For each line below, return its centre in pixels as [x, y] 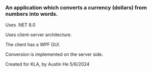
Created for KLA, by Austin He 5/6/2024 [47, 64]
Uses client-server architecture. [39, 35]
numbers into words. [32, 14]
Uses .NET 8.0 [20, 25]
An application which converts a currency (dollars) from [76, 8]
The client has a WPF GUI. [33, 45]
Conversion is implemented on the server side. [54, 54]
